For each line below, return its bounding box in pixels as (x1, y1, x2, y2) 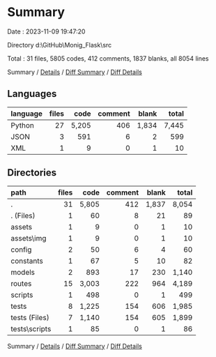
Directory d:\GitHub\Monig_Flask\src (7, 40, 112, 49)
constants (10, 256, 43, 266)
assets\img (10, 233, 47, 243)
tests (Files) (10, 312, 50, 322)
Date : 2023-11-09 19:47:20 (7, 27, 86, 36)
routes (10, 278, 32, 288)
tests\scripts (10, 324, 52, 333)
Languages (7, 88, 57, 100)
